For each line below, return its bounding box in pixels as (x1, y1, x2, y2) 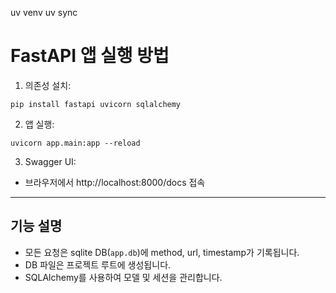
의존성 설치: (24, 79, 72, 91)
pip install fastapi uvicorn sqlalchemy (10, 99, 182, 109)
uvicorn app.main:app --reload (10, 138, 141, 148)
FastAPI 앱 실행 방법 (10, 45, 170, 67)
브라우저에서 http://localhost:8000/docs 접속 (24, 176, 206, 188)
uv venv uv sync (10, 7, 78, 18)
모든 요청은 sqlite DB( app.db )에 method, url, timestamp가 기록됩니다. (24, 246, 300, 258)
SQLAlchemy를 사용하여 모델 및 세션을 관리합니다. (24, 271, 223, 283)
